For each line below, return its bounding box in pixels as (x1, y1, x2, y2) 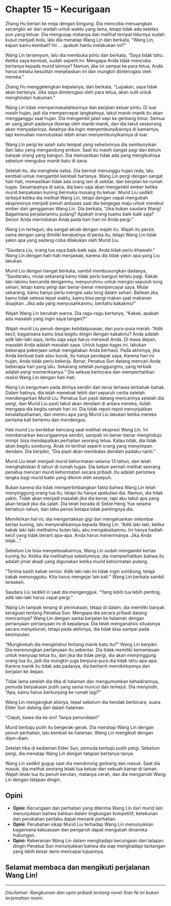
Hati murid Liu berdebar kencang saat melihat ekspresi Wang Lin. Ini (5, 426, 149, 432)
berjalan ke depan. (5, 668, 45, 674)
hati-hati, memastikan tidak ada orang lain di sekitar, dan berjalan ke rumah (5, 178, 163, 184)
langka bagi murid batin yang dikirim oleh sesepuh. (5, 474, 112, 480)
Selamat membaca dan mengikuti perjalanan (5, 863, 150, 872)
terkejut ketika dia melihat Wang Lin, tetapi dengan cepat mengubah (5, 194, 149, 201)
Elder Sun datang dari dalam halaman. (5, 704, 85, 711)
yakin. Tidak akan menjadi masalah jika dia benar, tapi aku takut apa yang (5, 495, 159, 501)
